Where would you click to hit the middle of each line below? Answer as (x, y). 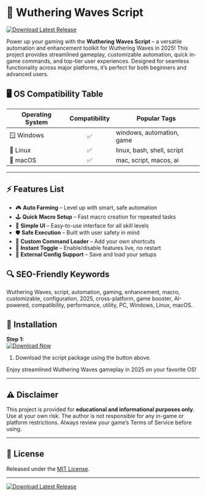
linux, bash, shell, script (150, 150)
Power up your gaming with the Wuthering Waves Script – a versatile (94, 41)
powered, (18, 305)
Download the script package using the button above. (83, 358)
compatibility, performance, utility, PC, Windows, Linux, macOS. (112, 305)
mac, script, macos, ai (147, 160)
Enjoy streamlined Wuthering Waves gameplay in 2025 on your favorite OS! (101, 370)
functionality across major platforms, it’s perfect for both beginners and (97, 68)
